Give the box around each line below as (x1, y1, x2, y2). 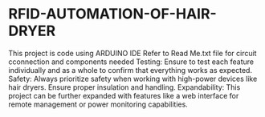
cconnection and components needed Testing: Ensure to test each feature (8, 57, 255, 67)
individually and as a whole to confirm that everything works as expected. (8, 65, 253, 75)
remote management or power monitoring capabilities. (8, 99, 189, 109)
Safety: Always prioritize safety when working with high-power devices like (8, 74, 258, 83)
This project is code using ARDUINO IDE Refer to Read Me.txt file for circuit (8, 48, 257, 58)
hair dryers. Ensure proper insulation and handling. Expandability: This (8, 82, 241, 92)
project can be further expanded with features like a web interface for (8, 91, 239, 100)
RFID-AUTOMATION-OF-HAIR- (8, 5, 217, 23)
